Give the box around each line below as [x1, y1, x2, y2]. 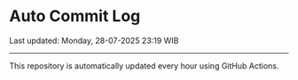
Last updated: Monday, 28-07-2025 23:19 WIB [9, 35, 179, 46]
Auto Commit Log [9, 6, 141, 26]
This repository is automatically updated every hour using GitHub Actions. [9, 60, 279, 71]
